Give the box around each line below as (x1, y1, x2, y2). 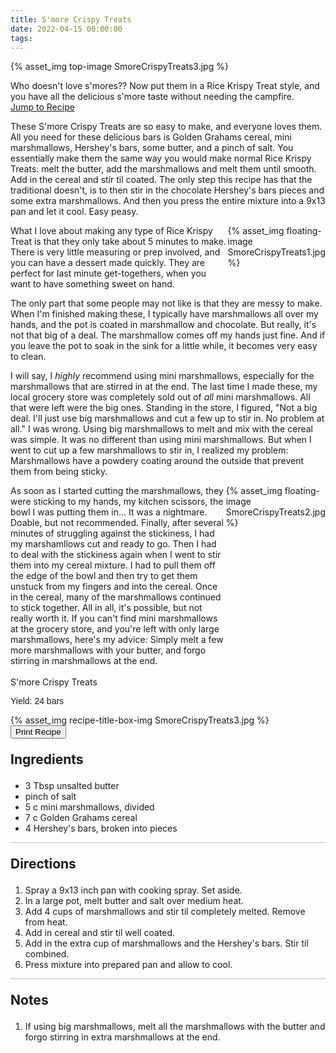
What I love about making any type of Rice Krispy (10, 225, 213, 237)
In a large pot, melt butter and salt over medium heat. (24, 895, 244, 907)
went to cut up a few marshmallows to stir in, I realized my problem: (10, 444, 289, 456)
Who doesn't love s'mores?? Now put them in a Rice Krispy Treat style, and (10, 80, 320, 92)
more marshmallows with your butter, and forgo (10, 644, 207, 656)
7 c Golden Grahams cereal (24, 812, 138, 824)
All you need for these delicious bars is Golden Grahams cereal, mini (10, 131, 292, 143)
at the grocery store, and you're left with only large (10, 623, 220, 635)
